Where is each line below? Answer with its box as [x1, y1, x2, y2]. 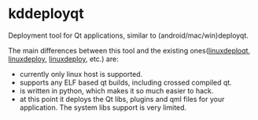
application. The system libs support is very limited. [19, 103, 187, 112]
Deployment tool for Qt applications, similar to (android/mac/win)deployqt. [8, 31, 249, 40]
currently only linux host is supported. [19, 69, 143, 78]
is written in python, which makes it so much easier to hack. [19, 85, 214, 95]
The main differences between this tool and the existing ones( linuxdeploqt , [8, 45, 250, 55]
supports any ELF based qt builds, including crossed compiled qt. [19, 78, 232, 87]
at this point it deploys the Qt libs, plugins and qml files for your [19, 94, 225, 104]
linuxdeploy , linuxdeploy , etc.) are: [8, 54, 120, 64]
